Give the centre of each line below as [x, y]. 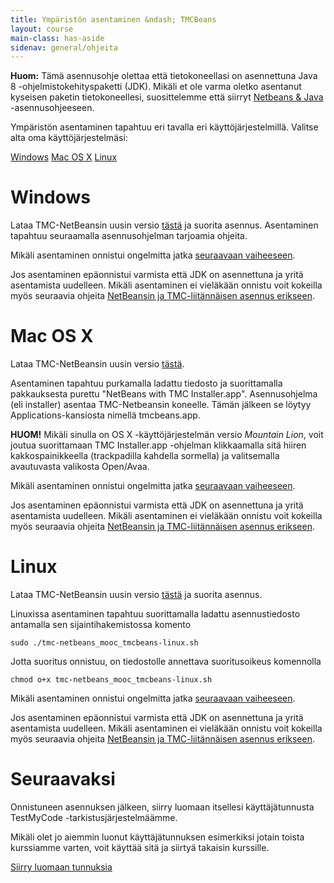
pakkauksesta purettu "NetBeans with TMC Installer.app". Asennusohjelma [164, 394]
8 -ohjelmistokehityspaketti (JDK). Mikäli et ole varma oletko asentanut [156, 87]
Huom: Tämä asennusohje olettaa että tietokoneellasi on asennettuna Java [164, 76]
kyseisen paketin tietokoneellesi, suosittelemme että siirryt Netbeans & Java [167, 97]
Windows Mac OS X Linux [64, 157]
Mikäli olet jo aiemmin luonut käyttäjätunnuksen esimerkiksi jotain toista [157, 837]
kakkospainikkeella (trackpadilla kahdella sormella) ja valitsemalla [145, 456]
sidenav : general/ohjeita [64, 47]
